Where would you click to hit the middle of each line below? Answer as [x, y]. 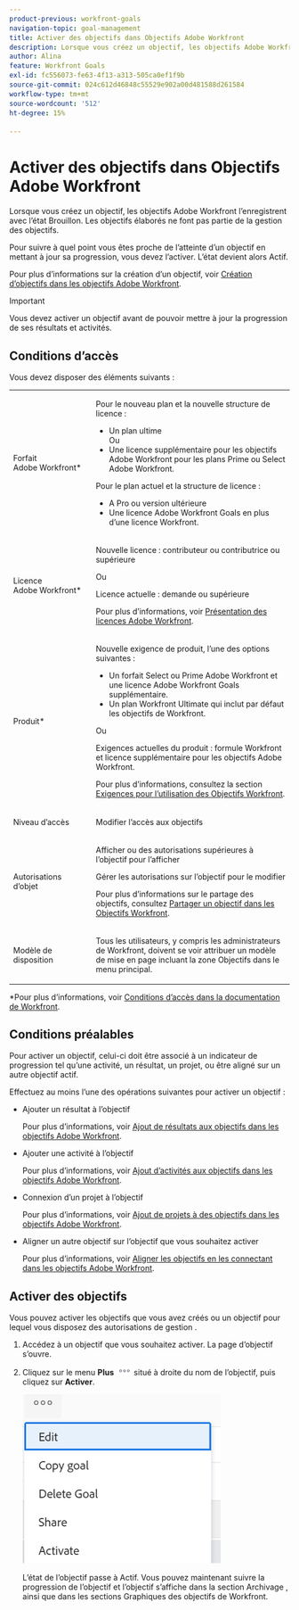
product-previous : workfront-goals [75, 19]
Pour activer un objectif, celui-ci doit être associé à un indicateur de [133, 1056]
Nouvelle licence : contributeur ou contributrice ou [188, 550]
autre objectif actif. [44, 1075]
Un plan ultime [135, 430]
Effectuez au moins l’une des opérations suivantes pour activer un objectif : [147, 1092]
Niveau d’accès [41, 822]
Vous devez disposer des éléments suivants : [92, 377]
